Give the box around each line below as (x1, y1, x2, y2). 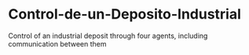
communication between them (8, 39, 107, 48)
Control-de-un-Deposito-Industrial (8, 5, 242, 23)
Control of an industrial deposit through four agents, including (8, 31, 208, 40)
